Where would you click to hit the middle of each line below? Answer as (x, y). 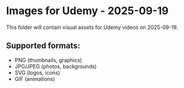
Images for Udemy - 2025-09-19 (88, 11)
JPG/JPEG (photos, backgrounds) (56, 66)
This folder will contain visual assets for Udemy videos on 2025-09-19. (92, 27)
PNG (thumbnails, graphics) (48, 60)
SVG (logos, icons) (37, 73)
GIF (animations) (35, 79)
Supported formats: (43, 46)
